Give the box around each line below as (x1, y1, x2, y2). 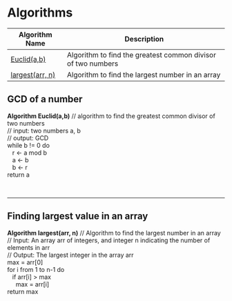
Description (124, 34, 164, 43)
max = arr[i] (15, 280, 50, 288)
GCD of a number (7, 93, 83, 105)
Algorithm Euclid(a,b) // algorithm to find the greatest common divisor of (7, 112, 215, 120)
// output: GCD (7, 133, 49, 142)
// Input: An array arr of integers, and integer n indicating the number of (7, 236, 211, 244)
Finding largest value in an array (7, 211, 148, 222)
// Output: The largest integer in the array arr (7, 251, 134, 259)
